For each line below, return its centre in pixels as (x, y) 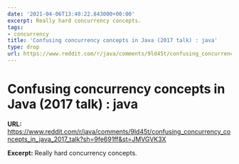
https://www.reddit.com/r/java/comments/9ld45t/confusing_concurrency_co (119, 131)
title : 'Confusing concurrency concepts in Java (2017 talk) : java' (113, 41)
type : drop (23, 47)
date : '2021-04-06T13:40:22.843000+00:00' (71, 14)
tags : (15, 27)
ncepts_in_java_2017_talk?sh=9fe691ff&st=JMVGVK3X (87, 139)
